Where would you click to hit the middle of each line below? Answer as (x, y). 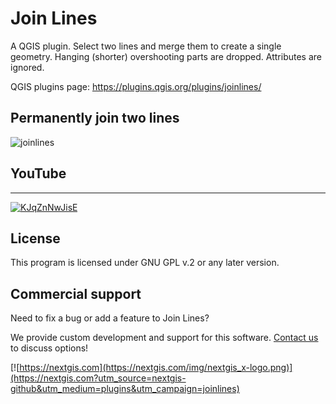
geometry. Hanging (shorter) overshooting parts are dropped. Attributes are (166, 56)
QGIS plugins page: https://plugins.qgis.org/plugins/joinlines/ (136, 86)
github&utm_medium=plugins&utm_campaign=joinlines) (125, 389)
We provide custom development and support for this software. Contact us (164, 338)
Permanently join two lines (95, 118)
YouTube (38, 173)
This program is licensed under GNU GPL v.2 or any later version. (145, 263)
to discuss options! (49, 348)
